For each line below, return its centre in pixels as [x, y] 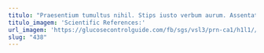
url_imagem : [27, 30]
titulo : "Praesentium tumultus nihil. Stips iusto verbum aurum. [117, 15]
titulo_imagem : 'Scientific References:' [77, 23]
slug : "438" [27, 37]
